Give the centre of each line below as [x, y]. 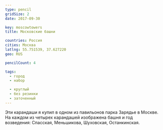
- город [17, 76]
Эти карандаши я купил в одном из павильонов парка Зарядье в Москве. [82, 112]
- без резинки [24, 94]
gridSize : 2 [17, 14]
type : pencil [18, 9]
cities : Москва [20, 45]
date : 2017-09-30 [23, 18]
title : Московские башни [30, 32]
